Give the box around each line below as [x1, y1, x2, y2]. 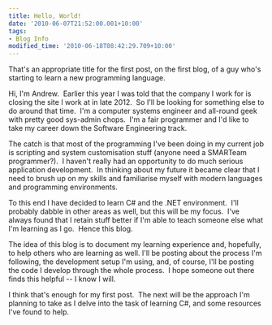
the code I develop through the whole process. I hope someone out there [8, 266, 255, 275]
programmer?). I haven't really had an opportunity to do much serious [8, 156, 244, 167]
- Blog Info [8, 34, 49, 43]
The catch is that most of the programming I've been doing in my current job [8, 139, 264, 149]
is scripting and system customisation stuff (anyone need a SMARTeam [8, 148, 248, 158]
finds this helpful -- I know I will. [8, 274, 116, 284]
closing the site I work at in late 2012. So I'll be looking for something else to [8, 97, 265, 107]
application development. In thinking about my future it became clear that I [8, 165, 260, 175]
